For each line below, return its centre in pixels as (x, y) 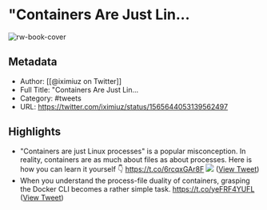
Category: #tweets (50, 98)
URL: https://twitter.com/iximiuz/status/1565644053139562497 (124, 106)
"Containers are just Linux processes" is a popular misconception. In (133, 151)
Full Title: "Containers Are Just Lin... (79, 89)
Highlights (35, 132)
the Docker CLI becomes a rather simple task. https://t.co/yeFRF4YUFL (137, 188)
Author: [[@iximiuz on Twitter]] (71, 81)
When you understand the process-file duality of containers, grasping (135, 180)
